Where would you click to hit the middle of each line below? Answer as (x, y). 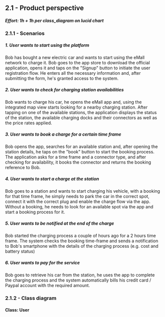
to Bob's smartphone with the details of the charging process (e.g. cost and (82, 246)
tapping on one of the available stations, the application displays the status (81, 113)
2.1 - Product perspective (45, 8)
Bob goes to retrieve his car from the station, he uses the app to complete (80, 275)
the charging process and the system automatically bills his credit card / (78, 280)
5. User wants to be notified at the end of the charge (60, 223)
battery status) (20, 251)
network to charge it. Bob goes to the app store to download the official (78, 63)
